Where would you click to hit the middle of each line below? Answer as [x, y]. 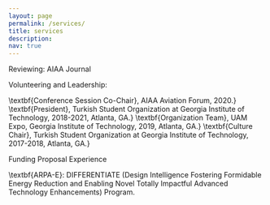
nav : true [25, 46]
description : [30, 38]
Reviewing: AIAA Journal [50, 69]
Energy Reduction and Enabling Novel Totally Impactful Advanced [118, 184]
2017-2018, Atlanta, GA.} [50, 143]
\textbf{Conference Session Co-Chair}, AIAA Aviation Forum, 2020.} [123, 100]
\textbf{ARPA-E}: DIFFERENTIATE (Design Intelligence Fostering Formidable [135, 175]
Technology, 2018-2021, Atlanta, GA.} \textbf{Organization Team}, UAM [128, 117]
